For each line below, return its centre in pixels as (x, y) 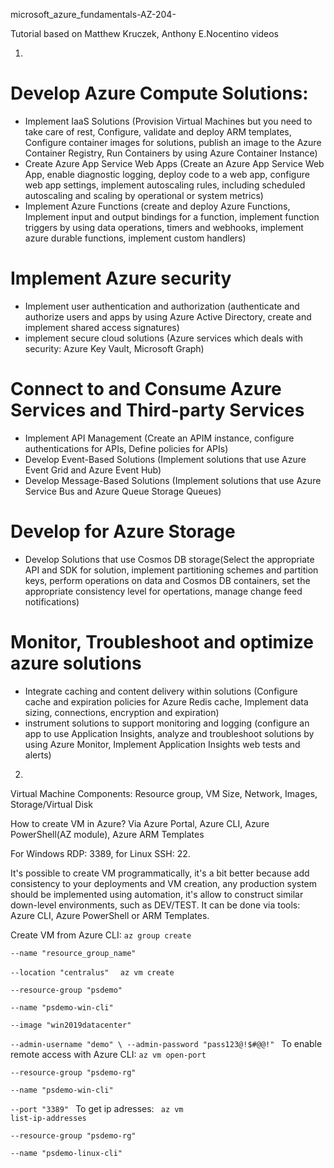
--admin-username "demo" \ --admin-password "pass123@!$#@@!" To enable (166, 1043)
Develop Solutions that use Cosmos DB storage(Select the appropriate (169, 559)
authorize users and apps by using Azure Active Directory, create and (168, 316)
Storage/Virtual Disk (51, 804)
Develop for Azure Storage (123, 531)
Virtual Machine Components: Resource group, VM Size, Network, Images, (164, 793)
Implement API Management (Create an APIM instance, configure (159, 438)
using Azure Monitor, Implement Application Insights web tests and (162, 744)
